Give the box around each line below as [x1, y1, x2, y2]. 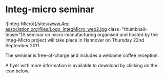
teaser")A [5, 31, 26, 37]
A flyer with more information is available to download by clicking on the [5, 62, 158, 68]
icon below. [5, 68, 30, 74]
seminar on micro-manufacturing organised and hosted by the [26, 31, 158, 37]
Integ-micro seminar [5, 4, 95, 15]
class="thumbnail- [108, 26, 147, 32]
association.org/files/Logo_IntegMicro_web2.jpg [5, 26, 107, 32]
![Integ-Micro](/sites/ [5, 21, 50, 27]
